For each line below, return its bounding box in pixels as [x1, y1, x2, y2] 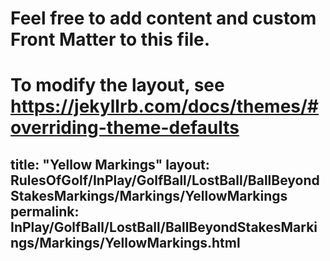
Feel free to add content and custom [10, 7, 317, 30]
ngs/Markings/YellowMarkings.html [10, 234, 241, 251]
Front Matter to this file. [10, 28, 211, 51]
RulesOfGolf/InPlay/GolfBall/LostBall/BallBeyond [10, 172, 320, 189]
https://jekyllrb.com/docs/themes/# [10, 95, 320, 118]
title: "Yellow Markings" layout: [10, 156, 210, 173]
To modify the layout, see [10, 74, 225, 97]
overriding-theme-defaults [10, 117, 240, 139]
